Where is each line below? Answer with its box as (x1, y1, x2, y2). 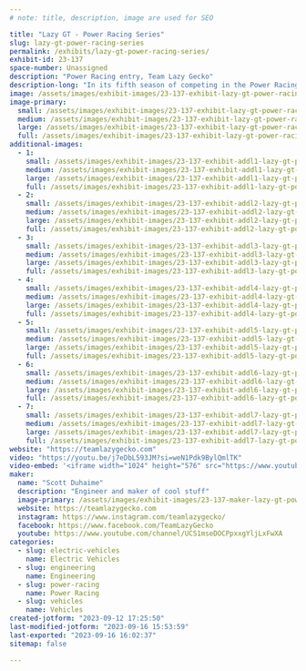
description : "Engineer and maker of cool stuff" (17, 487, 209, 496)
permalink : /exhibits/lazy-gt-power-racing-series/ (9, 46, 209, 56)
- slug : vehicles (17, 597, 84, 606)
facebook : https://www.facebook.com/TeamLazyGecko (17, 521, 214, 530)
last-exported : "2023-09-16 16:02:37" (9, 630, 157, 640)
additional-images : (9, 140, 84, 149)
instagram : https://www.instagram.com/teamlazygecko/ (17, 512, 226, 522)
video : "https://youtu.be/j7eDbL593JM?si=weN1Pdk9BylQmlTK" (9, 452, 243, 463)
